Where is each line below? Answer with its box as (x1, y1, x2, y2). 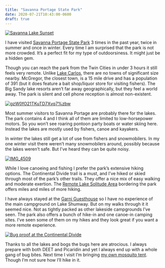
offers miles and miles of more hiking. (5, 186, 82, 192)
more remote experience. (5, 222, 57, 228)
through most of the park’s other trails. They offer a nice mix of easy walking (5, 176, 161, 182)
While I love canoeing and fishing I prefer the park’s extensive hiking (5, 165, 144, 171)
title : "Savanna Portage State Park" (5, 7, 83, 12)
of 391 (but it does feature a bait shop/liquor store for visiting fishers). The (5, 81, 156, 87)
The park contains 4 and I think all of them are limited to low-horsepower (5, 116, 153, 122)
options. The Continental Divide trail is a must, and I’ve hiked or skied (5, 171, 146, 177)
